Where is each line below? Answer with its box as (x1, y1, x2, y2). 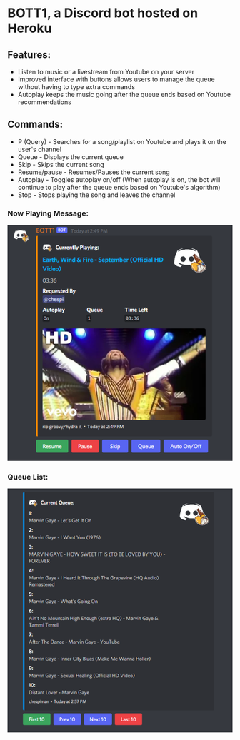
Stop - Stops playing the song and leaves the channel (17, 191, 176, 199)
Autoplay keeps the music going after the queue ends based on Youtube (17, 91, 231, 98)
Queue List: (7, 472, 49, 482)
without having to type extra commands (17, 83, 136, 91)
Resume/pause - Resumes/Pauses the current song (17, 168, 170, 176)
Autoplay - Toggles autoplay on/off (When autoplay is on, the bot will (17, 175, 221, 183)
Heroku (7, 20, 52, 36)
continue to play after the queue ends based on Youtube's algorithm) (17, 183, 221, 191)
